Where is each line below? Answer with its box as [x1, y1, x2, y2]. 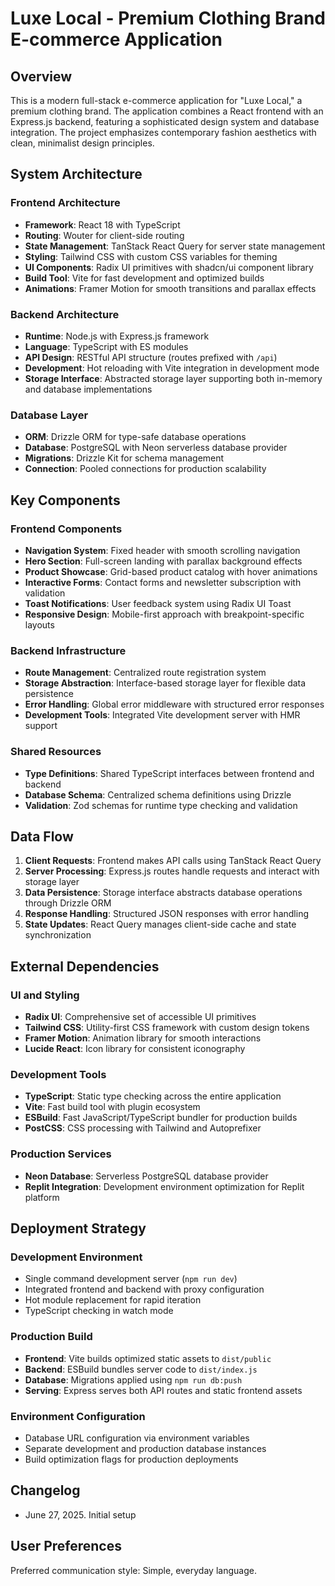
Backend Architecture [10, 307, 120, 321]
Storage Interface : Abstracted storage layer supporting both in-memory [24, 372, 323, 384]
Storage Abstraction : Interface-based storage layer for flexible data [24, 677, 307, 689]
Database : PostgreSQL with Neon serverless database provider [24, 442, 288, 454]
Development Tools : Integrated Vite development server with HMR [24, 709, 301, 721]
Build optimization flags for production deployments [24, 1453, 239, 1465]
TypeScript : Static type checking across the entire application [24, 1090, 282, 1102]
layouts [24, 618, 55, 631]
